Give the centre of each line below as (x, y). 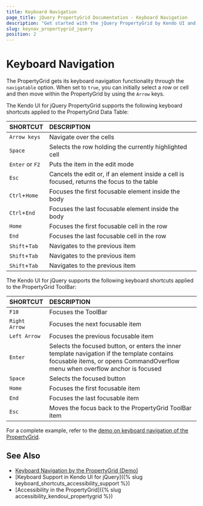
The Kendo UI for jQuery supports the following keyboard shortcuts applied (100, 281)
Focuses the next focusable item (95, 324)
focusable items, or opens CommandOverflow (114, 362)
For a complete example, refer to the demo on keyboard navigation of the (97, 430)
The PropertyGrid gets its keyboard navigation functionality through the (95, 81)
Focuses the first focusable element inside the (114, 192)
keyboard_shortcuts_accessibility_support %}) (72, 483)
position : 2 (21, 34)
